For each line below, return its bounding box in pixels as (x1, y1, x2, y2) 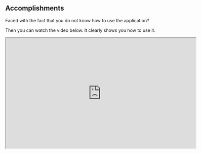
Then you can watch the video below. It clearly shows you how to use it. (5, 27, 155, 33)
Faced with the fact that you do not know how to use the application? (5, 17, 149, 23)
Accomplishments (5, 4, 64, 13)
